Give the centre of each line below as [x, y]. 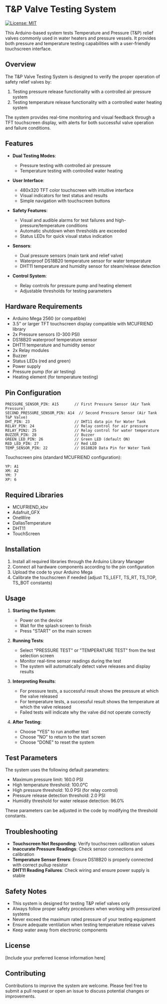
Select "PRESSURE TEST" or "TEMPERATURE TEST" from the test [87, 650]
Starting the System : [34, 610]
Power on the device [41, 620]
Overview [21, 64]
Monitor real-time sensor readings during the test [70, 661]
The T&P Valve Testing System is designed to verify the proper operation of [83, 77]
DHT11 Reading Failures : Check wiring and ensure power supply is [81, 870]
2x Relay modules [31, 350]
